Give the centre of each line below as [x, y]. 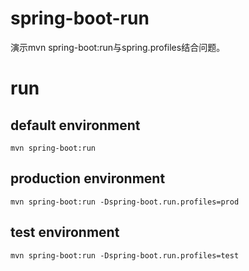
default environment [75, 125]
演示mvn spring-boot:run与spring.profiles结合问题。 [118, 47]
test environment [65, 232]
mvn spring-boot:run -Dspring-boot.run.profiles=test [125, 255]
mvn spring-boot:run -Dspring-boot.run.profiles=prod [125, 202]
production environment [88, 178]
